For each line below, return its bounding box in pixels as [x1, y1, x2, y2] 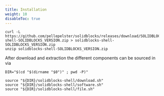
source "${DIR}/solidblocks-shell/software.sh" [5, 82, 104, 88]
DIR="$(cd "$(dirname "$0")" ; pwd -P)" [5, 70, 89, 75]
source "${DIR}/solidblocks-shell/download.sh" [5, 78, 104, 83]
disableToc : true [5, 16, 41, 21]
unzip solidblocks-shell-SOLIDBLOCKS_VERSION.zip [5, 47, 108, 52]
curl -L [5, 30, 21, 35]
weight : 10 [5, 12, 27, 17]
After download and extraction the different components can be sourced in [5, 55, 156, 61]
